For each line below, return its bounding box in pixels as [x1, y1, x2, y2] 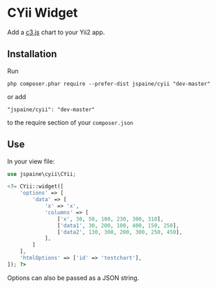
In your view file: [7, 157, 55, 165]
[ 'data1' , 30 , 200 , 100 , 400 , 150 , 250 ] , [57, 222, 179, 229]
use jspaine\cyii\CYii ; [7, 170, 77, 177]
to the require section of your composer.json [7, 118, 134, 126]
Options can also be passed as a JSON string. [7, 274, 140, 282]
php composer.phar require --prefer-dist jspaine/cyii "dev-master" [7, 80, 211, 87]
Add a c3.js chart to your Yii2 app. [7, 28, 105, 36]
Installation [7, 48, 57, 60]
